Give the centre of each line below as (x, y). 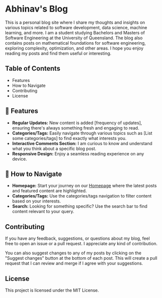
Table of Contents (33, 69)
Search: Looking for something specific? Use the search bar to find (80, 206)
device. (19, 159)
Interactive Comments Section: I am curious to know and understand (82, 143)
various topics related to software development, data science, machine (76, 27)
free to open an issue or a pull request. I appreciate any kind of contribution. (81, 244)
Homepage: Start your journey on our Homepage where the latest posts (84, 186)
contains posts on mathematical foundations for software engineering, (75, 43)
